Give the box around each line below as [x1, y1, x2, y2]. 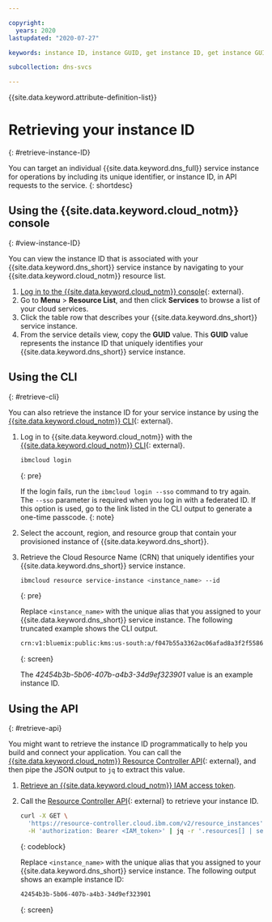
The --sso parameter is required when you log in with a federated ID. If [19, 495, 257, 504]
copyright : [8, 19, 45, 27]
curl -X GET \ [19, 812, 68, 820]
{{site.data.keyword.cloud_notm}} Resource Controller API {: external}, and [8, 756, 257, 766]
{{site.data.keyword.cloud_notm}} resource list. [8, 270, 166, 280]
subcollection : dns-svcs [8, 63, 92, 71]
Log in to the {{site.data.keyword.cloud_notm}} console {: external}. [19, 287, 244, 296]
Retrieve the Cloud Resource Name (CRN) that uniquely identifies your [19, 552, 255, 562]
